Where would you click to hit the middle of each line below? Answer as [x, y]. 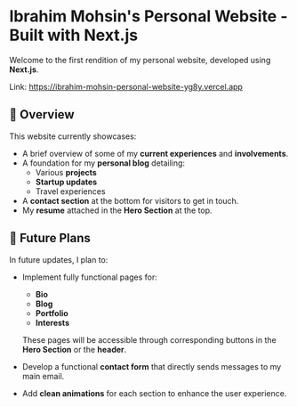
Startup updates [66, 182]
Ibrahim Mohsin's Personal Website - [148, 16]
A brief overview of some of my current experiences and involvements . [155, 153]
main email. [43, 376]
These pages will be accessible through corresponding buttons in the [149, 339]
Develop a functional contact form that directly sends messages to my [152, 366]
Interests [52, 322]
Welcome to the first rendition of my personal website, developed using [140, 60]
